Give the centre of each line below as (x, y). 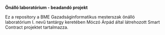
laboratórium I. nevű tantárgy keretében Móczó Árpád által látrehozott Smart (82, 22)
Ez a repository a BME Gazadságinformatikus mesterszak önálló (70, 17)
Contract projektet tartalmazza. (37, 27)
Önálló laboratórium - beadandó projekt (46, 8)
